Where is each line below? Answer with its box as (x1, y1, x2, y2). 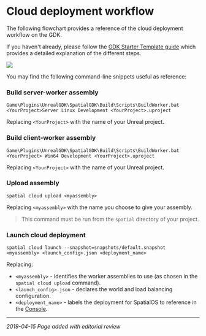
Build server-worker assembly (6, 88, 99, 96)
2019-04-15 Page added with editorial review (6, 323, 121, 330)
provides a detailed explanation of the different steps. (6, 49, 142, 56)
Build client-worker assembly (6, 134, 96, 142)
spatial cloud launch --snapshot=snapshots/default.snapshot (6, 245, 166, 251)
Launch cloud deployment (6, 231, 86, 239)
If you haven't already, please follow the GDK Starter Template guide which (6, 43, 196, 50)
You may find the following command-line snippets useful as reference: (6, 72, 187, 80)
